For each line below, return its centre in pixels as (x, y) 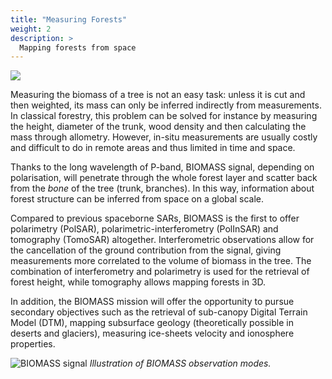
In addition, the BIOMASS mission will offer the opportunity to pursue (152, 302)
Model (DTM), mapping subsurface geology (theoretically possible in (152, 323)
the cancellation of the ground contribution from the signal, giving (146, 250)
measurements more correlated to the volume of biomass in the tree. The (161, 261)
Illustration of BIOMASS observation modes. (180, 363)
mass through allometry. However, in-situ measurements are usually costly (164, 137)
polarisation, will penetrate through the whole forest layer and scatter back (164, 178)
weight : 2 (31, 29)
